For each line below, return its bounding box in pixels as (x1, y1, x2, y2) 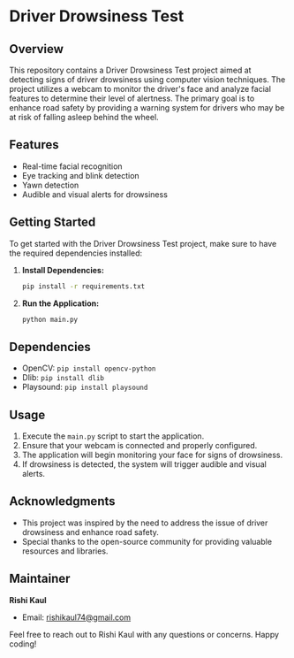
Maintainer (9, 571, 71, 586)
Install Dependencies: (21, 264, 104, 275)
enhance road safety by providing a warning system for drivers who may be (9, 103, 285, 112)
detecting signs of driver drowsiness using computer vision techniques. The (9, 74, 286, 85)
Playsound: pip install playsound (21, 382, 148, 393)
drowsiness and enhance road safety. (21, 526, 159, 537)
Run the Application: (21, 298, 100, 309)
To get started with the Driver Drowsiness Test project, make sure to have (9, 238, 277, 249)
